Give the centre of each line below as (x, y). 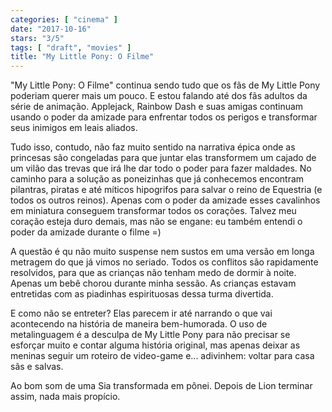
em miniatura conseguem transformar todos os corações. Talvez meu (153, 211)
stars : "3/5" (37, 38)
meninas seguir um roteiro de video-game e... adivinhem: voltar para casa (162, 356)
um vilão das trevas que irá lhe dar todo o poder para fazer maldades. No (161, 168)
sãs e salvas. (37, 367)
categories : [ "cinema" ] (64, 19)
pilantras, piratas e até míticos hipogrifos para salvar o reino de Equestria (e (166, 190)
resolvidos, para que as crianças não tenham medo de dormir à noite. (153, 273)
